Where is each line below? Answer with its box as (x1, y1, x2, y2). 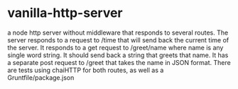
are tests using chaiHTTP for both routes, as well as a (7, 66, 164, 74)
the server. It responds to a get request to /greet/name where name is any (7, 43, 224, 52)
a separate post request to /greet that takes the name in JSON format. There (7, 58, 231, 66)
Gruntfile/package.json (7, 73, 75, 82)
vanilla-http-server (7, 5, 123, 21)
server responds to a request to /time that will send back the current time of (7, 35, 229, 44)
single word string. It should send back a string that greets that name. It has (7, 51, 229, 59)
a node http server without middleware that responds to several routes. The (7, 28, 229, 37)
